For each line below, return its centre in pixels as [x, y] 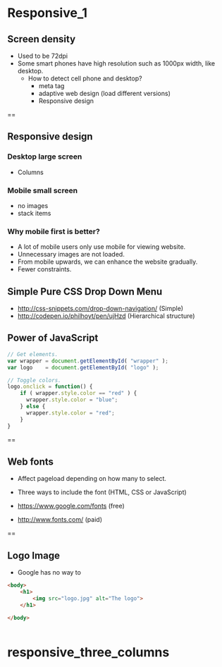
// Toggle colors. [34, 380]
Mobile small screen [43, 190]
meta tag [51, 86]
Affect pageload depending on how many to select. [92, 479]
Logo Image [33, 555]
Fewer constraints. [44, 269]
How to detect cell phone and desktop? [85, 78]
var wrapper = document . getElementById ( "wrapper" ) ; [88, 361]
